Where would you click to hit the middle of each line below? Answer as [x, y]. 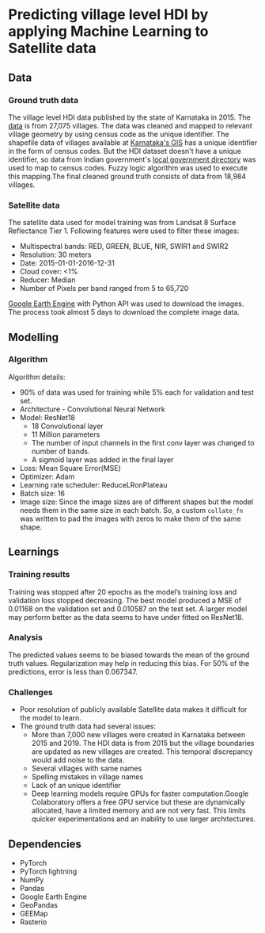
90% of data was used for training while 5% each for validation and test [137, 392]
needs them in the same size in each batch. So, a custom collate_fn [131, 510]
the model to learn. [50, 718]
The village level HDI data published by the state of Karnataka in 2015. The [129, 117]
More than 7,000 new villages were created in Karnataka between [138, 735]
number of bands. [61, 451]
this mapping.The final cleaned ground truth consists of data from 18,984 [127, 176]
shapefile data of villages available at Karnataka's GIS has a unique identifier [133, 142]
